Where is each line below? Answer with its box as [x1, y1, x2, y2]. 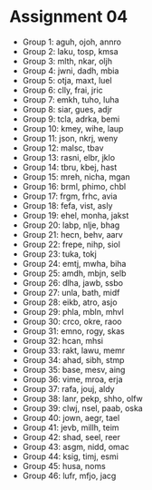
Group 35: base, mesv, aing [22, 364, 126, 375]
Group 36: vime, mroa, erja [22, 374, 123, 385]
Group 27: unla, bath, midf [22, 287, 120, 298]
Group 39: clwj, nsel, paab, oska [22, 402, 143, 414]
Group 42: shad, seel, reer [22, 431, 120, 442]
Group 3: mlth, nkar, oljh [22, 55, 113, 66]
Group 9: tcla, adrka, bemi [22, 113, 120, 124]
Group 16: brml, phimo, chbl [22, 181, 127, 191]
